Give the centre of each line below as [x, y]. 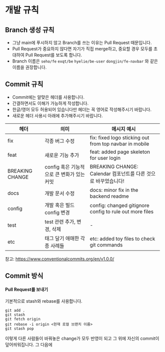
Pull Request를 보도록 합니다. [54, 55]
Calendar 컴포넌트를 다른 [118, 174]
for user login [105, 158]
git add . [15, 311]
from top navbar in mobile [120, 143]
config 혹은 [57, 167]
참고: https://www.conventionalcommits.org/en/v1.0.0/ [60, 259]
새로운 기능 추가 [62, 155]
